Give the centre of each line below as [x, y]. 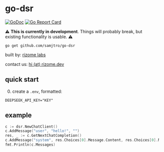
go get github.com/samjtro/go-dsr [40, 45]
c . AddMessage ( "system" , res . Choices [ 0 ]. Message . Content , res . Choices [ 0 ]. [82, 140]
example [19, 115]
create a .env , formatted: [37, 91]
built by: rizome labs [25, 55]
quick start [22, 79]
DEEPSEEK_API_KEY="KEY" [29, 100]
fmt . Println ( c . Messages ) [30, 145]
